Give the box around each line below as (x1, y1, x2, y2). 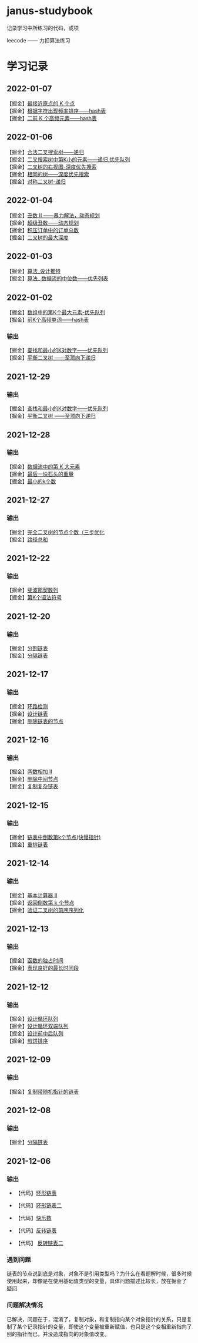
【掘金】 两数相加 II (6, 768, 52, 776)
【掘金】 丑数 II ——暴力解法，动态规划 (6, 212, 100, 219)
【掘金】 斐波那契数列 (6, 586, 58, 593)
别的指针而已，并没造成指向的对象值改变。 (6, 1330, 110, 1337)
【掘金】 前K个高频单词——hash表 (6, 316, 89, 324)
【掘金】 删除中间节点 (6, 776, 58, 783)
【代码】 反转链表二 (15, 1239, 63, 1247)
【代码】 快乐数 (15, 1215, 52, 1222)
